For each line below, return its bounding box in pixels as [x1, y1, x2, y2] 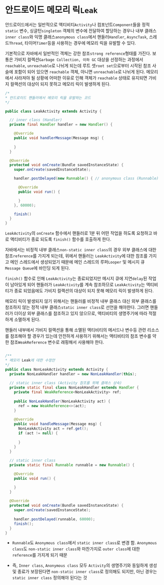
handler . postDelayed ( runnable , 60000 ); [14, 516, 95, 522]
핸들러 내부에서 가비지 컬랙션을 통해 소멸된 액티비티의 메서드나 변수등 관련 [5, 327, 146, 333]
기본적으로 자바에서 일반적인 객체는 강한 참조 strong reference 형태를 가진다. [5, 50, 152, 56]
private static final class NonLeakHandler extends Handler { [9, 385, 139, 390]
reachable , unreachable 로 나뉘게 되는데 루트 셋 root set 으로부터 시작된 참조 [5, 62, 151, 69]
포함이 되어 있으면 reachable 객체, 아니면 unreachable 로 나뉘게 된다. [14, 69, 145, 74]
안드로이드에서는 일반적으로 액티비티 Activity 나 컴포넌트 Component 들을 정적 [5, 22, 150, 27]
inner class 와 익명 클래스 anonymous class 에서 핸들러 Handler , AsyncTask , [5, 34, 148, 40]
